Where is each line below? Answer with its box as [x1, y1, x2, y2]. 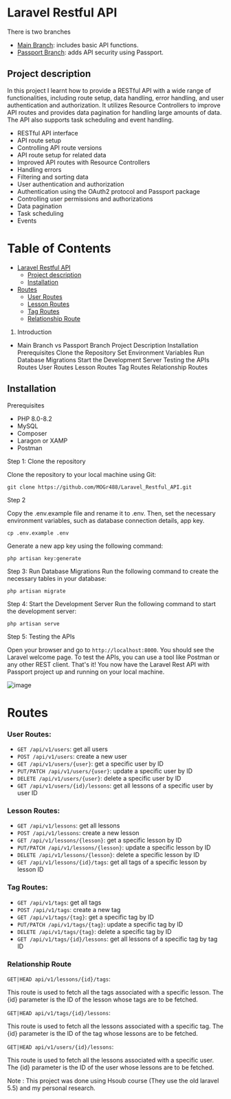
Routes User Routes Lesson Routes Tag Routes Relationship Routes [16, 363, 208, 371]
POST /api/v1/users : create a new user [16, 752, 127, 760]
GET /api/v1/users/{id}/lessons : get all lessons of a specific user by [16, 781, 214, 790]
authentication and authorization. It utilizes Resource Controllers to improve [7, 101, 221, 109]
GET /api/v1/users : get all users [16, 744, 108, 753]
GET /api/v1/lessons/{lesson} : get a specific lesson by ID [16, 836, 182, 845]
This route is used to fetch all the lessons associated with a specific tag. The [7, 1022, 223, 1030]
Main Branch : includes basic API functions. [16, 41, 139, 49]
